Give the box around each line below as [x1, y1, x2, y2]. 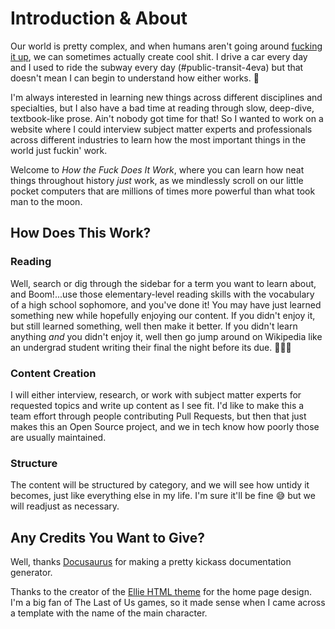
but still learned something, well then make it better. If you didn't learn [10, 320, 298, 332]
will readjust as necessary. [10, 500, 120, 512]
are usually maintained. [10, 431, 107, 443]
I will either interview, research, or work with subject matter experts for [10, 388, 302, 401]
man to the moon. [10, 195, 83, 207]
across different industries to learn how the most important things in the [10, 133, 307, 146]
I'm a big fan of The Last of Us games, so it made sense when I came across [10, 597, 326, 609]
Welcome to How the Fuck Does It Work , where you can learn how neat [10, 163, 305, 176]
